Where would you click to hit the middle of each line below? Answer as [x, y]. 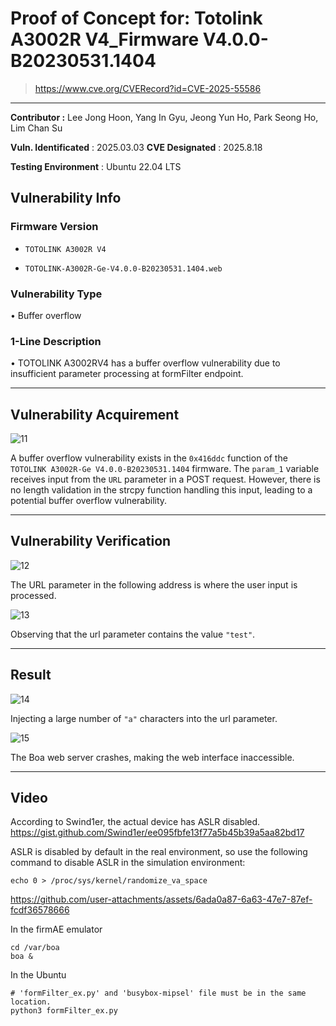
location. [31, 1002]
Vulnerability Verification [91, 541]
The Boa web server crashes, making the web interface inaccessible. [152, 757]
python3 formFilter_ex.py [64, 1011]
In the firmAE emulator [56, 929]
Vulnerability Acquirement [95, 414]
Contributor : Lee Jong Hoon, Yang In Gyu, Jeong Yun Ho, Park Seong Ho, [164, 117]
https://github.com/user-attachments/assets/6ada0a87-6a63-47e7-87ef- [161, 899]
